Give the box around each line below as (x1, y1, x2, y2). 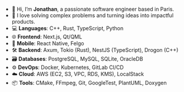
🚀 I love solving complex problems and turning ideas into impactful (11, 12, 174, 19)
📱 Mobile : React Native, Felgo (11, 40, 84, 47)
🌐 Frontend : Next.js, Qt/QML (11, 33, 83, 40)
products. (11, 18, 35, 25)
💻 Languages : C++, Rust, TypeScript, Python (11, 25, 124, 32)
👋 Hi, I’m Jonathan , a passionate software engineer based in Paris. (11, 6, 175, 12)
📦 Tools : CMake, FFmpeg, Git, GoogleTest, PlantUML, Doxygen (11, 80, 167, 86)
